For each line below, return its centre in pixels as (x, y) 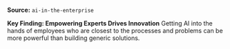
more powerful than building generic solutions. (74, 38)
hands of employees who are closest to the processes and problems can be (115, 31)
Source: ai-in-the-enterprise (51, 10)
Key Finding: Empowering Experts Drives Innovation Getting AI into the (110, 23)
